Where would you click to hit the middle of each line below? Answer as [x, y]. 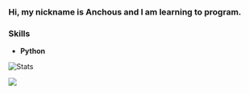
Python [33, 51]
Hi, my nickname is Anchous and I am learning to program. [125, 12]
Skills [19, 33]
